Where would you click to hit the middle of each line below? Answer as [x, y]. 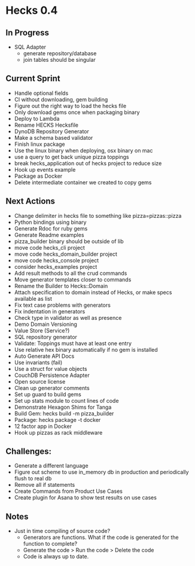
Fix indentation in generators [50, 311]
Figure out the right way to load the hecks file [70, 106]
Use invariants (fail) [38, 362]
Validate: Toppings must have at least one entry [73, 343]
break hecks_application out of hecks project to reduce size [88, 163]
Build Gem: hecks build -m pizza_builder [64, 413]
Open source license [40, 381]
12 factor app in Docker [43, 426]
